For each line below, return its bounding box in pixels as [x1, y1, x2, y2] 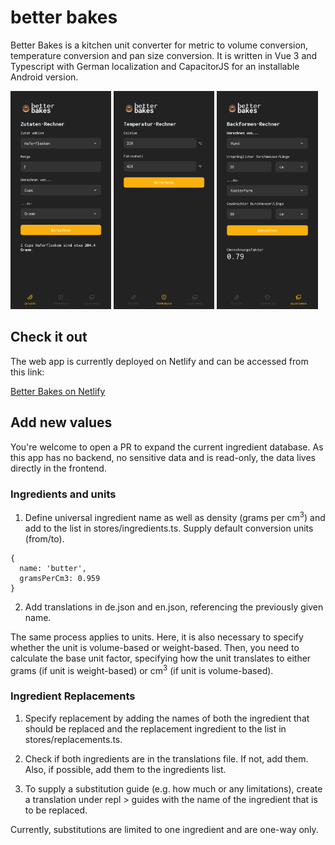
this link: [10, 366, 45, 378]
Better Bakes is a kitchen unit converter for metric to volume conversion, [10, 39, 309, 51]
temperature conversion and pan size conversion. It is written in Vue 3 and [10, 49, 318, 61]
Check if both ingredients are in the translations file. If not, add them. [24, 752, 309, 765]
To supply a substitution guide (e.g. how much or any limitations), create [24, 782, 323, 795]
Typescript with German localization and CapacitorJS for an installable [10, 60, 300, 72]
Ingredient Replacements [10, 689, 136, 703]
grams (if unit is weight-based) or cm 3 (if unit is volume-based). [10, 662, 274, 676]
